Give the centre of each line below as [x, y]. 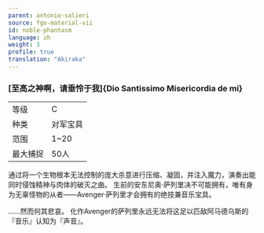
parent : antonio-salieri [49, 15]
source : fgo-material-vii [50, 23]
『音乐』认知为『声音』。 [48, 221]
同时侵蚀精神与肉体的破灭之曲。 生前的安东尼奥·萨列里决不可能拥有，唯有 [127, 185]
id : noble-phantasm [40, 30]
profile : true [31, 52]
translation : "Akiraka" [47, 60]
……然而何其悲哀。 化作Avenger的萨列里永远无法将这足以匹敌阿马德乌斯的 [128, 211]
